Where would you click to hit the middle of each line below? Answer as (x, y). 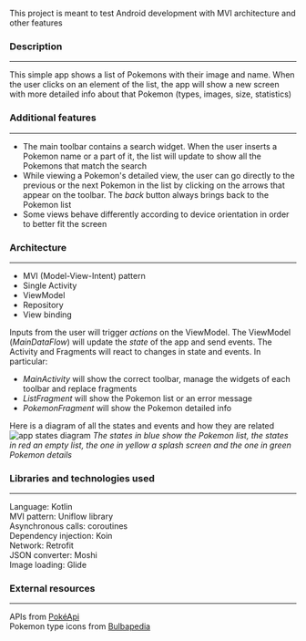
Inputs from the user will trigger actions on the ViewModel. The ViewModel (150, 332)
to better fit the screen (65, 223)
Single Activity (50, 285)
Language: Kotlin (41, 507)
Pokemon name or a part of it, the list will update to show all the (142, 156)
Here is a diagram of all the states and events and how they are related (142, 425)
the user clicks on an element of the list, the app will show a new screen (144, 85)
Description (36, 47)
